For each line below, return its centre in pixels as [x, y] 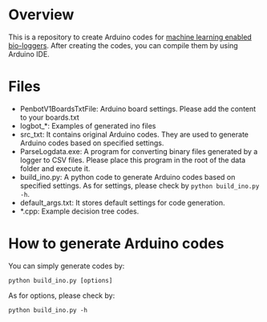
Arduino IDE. [29, 54]
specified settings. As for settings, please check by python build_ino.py [140, 185]
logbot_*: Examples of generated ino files [88, 125]
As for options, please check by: [62, 296]
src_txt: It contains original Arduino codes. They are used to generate [134, 134]
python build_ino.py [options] [61, 280]
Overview [41, 15]
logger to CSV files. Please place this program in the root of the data [133, 160]
